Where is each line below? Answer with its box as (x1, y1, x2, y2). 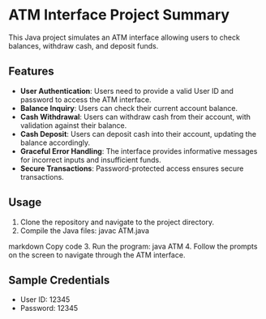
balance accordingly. (19, 138, 91, 147)
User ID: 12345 (19, 295, 71, 304)
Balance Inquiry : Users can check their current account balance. (19, 103, 238, 113)
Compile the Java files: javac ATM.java (19, 225, 150, 236)
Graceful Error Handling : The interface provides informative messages (19, 146, 258, 155)
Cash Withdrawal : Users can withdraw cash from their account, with (19, 112, 251, 121)
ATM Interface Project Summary (8, 6, 230, 24)
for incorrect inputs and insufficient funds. (19, 155, 161, 164)
